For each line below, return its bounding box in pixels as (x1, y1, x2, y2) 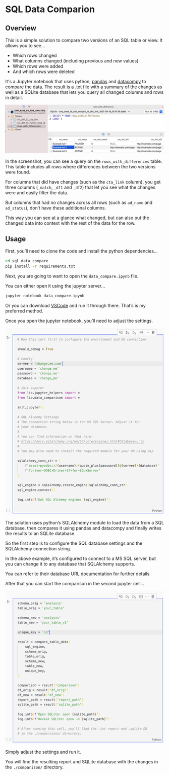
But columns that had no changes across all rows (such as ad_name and (5, 199, 153, 205)
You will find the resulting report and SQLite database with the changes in (5, 759, 158, 765)
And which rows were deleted (12, 68, 75, 75)
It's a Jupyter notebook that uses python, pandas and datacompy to (5, 79, 146, 84)
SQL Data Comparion (5, 4, 95, 15)
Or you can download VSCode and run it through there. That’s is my (5, 303, 146, 309)
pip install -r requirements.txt (5, 264, 76, 269)
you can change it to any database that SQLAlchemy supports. (5, 561, 135, 567)
